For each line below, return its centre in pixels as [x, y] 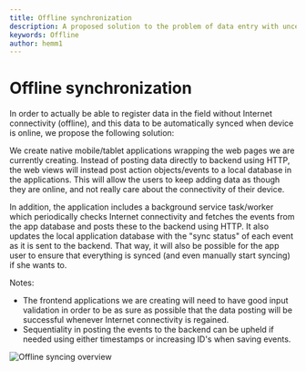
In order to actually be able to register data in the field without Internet [141, 114]
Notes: [22, 283]
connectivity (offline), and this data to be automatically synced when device [152, 123]
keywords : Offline [44, 35]
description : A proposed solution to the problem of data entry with [144, 26]
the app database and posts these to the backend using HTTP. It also [139, 227]
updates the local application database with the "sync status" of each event [152, 236]
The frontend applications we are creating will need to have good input [155, 301]
